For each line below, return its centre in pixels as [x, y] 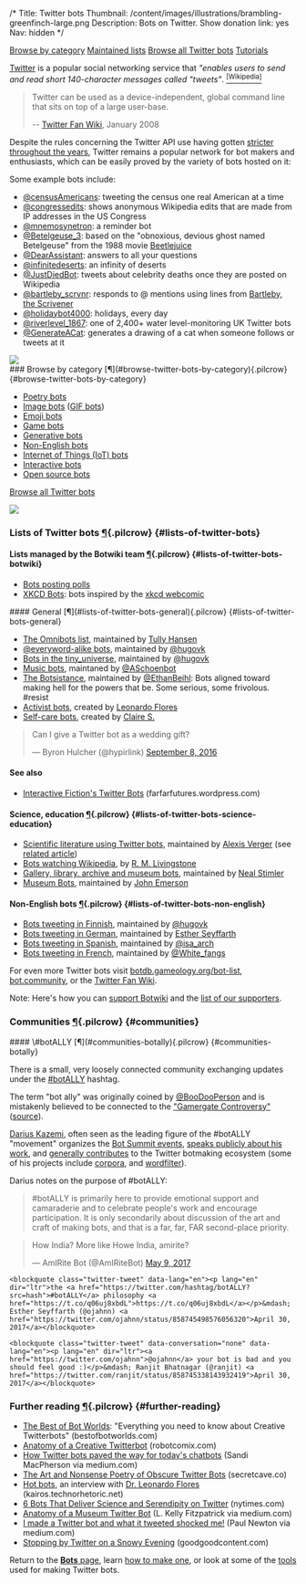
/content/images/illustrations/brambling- [206, 13]
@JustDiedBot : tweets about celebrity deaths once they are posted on [154, 274]
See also [26, 773]
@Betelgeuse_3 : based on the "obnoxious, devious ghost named [144, 236]
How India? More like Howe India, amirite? [110, 1244]
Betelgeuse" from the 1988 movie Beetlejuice [107, 245]
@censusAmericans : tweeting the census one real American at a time [153, 196]
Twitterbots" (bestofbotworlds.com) [90, 1435]
